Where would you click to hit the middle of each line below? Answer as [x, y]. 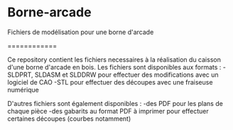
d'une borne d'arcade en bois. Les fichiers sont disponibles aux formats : [114, 67]
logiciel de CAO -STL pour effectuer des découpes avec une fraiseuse [110, 82]
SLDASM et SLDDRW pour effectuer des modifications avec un [126, 75]
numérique [23, 90]
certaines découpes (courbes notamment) [69, 119]
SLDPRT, [20, 75]
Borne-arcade [49, 12]
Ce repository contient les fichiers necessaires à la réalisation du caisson [114, 59]
